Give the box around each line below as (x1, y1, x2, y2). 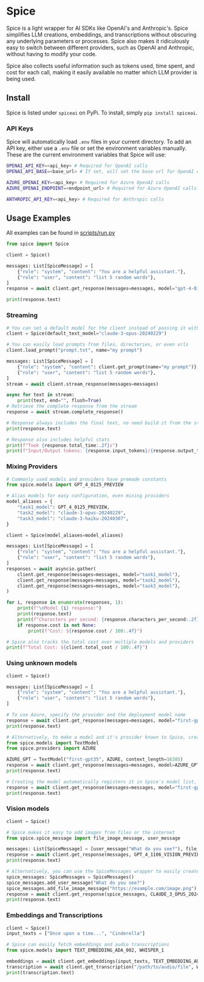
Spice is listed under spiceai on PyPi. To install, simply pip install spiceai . (6, 109, 197, 116)
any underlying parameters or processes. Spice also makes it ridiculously (6, 37, 190, 44)
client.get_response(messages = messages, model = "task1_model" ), (17, 571, 181, 577)
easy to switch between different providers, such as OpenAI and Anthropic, (6, 44, 195, 51)
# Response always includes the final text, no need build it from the (6, 419, 191, 426)
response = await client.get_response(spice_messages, (6, 891, 148, 897)
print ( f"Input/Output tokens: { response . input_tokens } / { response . (6, 448, 178, 454)
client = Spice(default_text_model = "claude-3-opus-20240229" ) (6, 330, 167, 336)
